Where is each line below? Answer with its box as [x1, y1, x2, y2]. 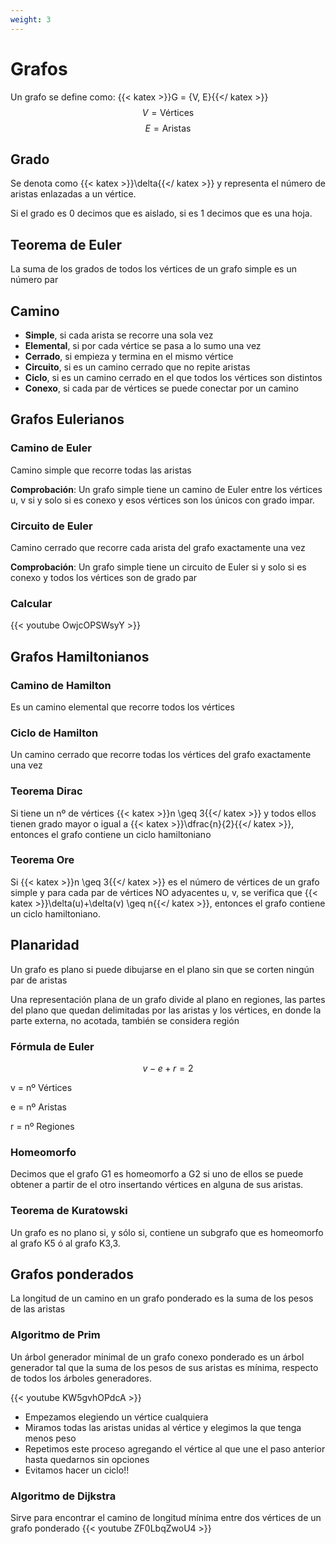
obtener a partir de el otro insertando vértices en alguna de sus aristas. [10, 1179, 304, 1191]
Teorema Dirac [10, 784, 83, 798]
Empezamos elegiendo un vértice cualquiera [24, 1411, 209, 1423]
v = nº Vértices [10, 1081, 73, 1093]
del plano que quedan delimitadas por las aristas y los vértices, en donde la [10, 1004, 322, 1016]
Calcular [10, 596, 53, 610]
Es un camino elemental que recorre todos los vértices [10, 701, 235, 713]
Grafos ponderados [10, 1266, 135, 1283]
